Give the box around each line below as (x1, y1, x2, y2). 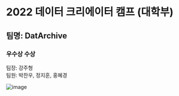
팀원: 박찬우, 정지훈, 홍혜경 (6, 71, 68, 78)
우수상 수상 (6, 49, 36, 58)
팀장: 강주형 (6, 64, 34, 71)
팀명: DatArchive (6, 31, 68, 41)
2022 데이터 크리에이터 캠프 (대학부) (6, 5, 174, 19)
